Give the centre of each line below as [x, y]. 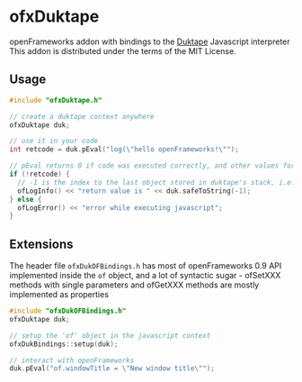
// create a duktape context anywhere [82, 116]
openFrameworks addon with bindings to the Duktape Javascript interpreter [150, 41]
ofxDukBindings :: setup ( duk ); [64, 344]
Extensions [41, 244]
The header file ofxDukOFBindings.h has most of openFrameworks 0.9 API [146, 266]
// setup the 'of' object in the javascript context [110, 335]
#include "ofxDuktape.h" [56, 100]
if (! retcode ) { [40, 174]
